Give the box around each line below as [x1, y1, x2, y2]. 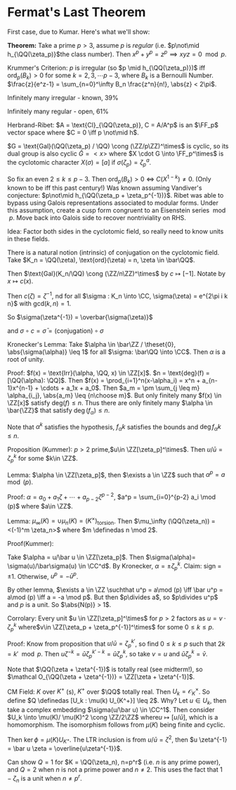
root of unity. [7, 355, 44, 363]
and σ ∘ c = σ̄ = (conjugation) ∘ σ [7, 326, 104, 335]
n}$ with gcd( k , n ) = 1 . [7, 299, 72, 307]
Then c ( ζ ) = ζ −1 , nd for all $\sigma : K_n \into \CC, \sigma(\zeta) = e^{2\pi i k [7, 291, 228, 300]
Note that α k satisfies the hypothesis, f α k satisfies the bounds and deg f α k [7, 421, 221, 433]
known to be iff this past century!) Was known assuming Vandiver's [7, 184, 202, 192]
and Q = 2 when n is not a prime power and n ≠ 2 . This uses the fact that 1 [7, 765, 223, 774]
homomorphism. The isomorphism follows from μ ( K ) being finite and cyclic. [7, 720, 225, 729]
